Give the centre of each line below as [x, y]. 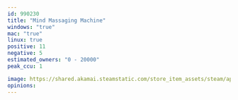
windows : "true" [31, 27]
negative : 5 [25, 54]
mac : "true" [25, 33]
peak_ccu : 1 [25, 66]
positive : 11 [27, 46]
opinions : [22, 85]
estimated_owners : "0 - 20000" [53, 60]
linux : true [25, 40]
